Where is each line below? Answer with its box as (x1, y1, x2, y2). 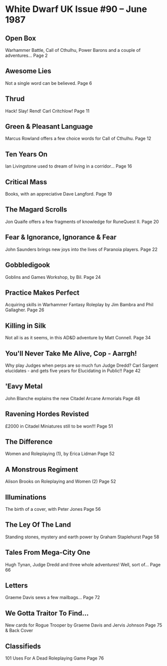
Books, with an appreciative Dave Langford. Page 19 (5, 191, 112, 197)
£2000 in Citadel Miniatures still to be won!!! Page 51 (5, 423, 113, 429)
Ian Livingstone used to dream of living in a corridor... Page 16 (5, 163, 132, 169)
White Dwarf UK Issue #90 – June (5, 3, 147, 15)
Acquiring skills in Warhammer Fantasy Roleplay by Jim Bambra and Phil (5, 302, 154, 308)
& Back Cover (5, 628, 33, 634)
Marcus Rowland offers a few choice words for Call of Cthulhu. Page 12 (5, 136, 152, 142)
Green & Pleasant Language (5, 122, 93, 131)
